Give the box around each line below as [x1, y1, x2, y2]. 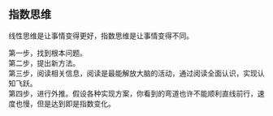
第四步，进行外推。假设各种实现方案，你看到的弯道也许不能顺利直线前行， [8, 88, 258, 98]
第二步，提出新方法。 [8, 58, 80, 67]
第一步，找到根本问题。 [8, 48, 87, 58]
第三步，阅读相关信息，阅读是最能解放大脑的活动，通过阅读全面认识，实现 [8, 68, 258, 78]
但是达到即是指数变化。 [36, 98, 115, 108]
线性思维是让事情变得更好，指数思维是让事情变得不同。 [8, 31, 193, 41]
